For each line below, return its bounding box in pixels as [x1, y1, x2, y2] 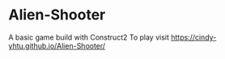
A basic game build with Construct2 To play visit [8, 32, 170, 42]
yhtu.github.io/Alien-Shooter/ [8, 40, 106, 50]
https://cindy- [171, 32, 217, 42]
